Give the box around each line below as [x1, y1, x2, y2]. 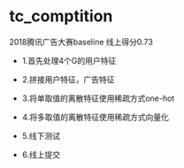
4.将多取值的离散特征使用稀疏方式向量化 [21, 111, 170, 122]
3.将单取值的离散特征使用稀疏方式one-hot [21, 93, 175, 103]
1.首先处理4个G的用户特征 [21, 55, 117, 65]
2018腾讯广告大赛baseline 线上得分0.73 [9, 36, 153, 47]
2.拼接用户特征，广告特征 [21, 73, 115, 85]
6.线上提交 [21, 149, 61, 160]
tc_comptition [9, 6, 113, 27]
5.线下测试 [21, 130, 60, 141]
